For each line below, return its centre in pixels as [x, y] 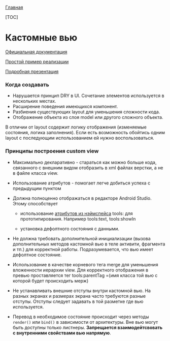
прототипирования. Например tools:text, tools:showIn [78, 219]
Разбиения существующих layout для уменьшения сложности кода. [86, 112]
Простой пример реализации [37, 61]
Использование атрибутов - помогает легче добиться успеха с [81, 183]
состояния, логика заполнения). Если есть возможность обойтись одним [85, 133]
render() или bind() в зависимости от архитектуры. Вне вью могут [85, 322]
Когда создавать [27, 84]
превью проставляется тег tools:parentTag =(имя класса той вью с [85, 275]
